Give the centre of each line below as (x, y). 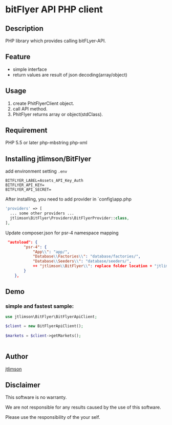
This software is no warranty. (36, 397)
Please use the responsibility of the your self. (53, 417)
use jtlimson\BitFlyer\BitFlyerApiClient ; (51, 317)
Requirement (26, 130)
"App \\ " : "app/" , (51, 252)
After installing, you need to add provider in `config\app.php (69, 199)
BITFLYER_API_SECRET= (28, 190)
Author (17, 356)
